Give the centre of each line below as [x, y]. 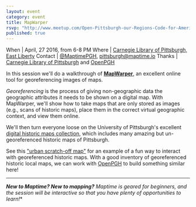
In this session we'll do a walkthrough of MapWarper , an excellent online [93, 74]
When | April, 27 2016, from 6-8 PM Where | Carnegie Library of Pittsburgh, [97, 50]
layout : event [23, 11]
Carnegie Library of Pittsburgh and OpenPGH [60, 63]
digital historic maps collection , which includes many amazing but [85, 134]
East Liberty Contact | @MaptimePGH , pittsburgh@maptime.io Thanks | [92, 56]
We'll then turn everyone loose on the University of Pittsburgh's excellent [94, 127]
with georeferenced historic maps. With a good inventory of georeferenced [96, 157]
